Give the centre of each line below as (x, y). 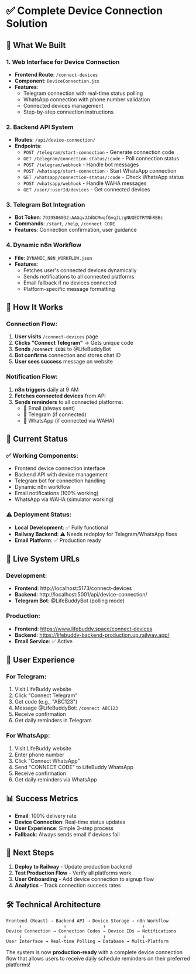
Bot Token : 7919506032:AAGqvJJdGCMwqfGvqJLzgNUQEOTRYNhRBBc (89, 217)
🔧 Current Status (37, 439)
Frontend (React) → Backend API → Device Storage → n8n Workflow (87, 921)
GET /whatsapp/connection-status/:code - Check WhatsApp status (104, 177)
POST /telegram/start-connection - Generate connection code (99, 152)
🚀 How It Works (35, 308)
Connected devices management (63, 105)
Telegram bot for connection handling (60, 481)
